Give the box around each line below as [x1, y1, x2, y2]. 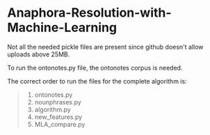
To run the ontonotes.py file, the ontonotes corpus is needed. [7, 63, 183, 72]
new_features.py [34, 113, 83, 121]
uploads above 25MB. [7, 50, 70, 58]
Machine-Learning [7, 19, 117, 35]
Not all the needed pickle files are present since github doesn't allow [7, 42, 204, 51]
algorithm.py [34, 105, 71, 113]
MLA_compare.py [34, 120, 86, 128]
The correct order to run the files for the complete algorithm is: [7, 77, 187, 85]
